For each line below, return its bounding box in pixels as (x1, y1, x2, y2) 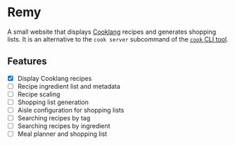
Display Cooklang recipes (17, 74, 92, 82)
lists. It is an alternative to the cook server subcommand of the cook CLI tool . (7, 34, 229, 43)
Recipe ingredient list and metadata (17, 82, 121, 90)
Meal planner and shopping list (17, 130, 108, 138)
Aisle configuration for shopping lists (17, 106, 125, 114)
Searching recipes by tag (17, 114, 91, 122)
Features (7, 56, 47, 68)
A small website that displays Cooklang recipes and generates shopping (7, 27, 217, 36)
